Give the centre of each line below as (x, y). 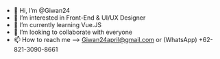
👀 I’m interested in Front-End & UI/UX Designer (80, 18)
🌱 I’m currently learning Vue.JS (57, 25)
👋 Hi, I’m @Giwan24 (42, 11)
